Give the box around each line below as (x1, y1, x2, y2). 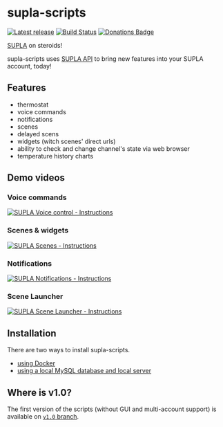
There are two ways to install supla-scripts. (7, 346, 130, 354)
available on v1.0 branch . (7, 412, 79, 420)
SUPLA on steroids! (7, 41, 63, 49)
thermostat (17, 100, 49, 109)
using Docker (17, 359, 55, 367)
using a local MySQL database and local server (17, 367, 152, 375)
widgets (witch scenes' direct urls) (17, 137, 116, 145)
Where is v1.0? (7, 386, 72, 399)
